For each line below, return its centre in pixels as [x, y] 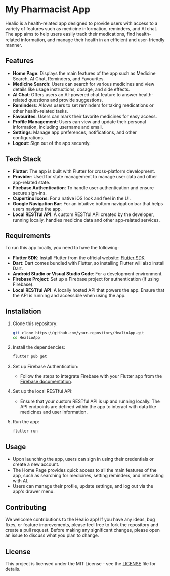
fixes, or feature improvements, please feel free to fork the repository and [82, 525]
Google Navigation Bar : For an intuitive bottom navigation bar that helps [88, 203]
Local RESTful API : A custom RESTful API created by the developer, [83, 214]
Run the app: [26, 421]
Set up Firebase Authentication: [46, 366]
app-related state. [31, 182]
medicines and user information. [54, 412]
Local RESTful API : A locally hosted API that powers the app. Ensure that [88, 290]
